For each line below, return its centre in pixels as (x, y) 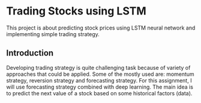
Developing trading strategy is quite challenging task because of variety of (98, 67)
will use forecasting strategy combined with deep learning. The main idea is (100, 87)
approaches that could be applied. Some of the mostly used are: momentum (100, 74)
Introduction (30, 53)
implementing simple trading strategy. (53, 34)
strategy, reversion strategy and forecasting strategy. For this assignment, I (99, 80)
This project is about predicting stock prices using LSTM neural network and (101, 28)
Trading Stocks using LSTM (76, 11)
